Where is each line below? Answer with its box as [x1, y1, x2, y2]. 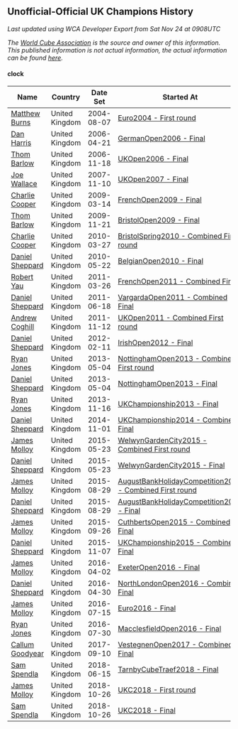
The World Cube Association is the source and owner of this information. [7, 38, 221, 47]
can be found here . [7, 53, 64, 62]
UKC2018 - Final [118, 706, 176, 715]
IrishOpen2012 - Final [118, 337, 193, 347]
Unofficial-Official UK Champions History [7, 6, 193, 18]
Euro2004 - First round [118, 113, 196, 123]
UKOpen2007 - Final [118, 174, 189, 184]
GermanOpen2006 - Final [118, 134, 205, 144]
